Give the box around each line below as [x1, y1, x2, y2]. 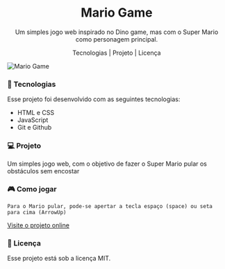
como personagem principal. [75, 35, 158, 43]
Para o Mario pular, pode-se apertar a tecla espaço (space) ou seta [7, 202, 213, 209]
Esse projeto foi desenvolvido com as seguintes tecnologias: [7, 95, 181, 103]
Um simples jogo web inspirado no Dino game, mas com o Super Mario [15, 28, 219, 36]
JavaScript [17, 116, 49, 124]
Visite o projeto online [7, 220, 69, 229]
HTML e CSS [17, 109, 55, 117]
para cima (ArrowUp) [7, 209, 67, 216]
